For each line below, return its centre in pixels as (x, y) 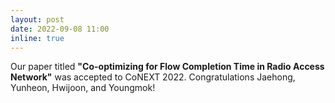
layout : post (37, 19)
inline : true (37, 38)
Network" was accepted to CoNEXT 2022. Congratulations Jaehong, (153, 77)
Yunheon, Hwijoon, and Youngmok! (83, 88)
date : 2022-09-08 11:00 (60, 29)
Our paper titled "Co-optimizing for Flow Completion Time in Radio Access (167, 67)
